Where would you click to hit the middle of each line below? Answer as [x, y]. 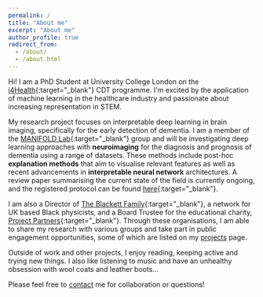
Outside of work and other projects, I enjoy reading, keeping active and [123, 252]
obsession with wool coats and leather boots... [84, 269]
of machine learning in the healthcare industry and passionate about [119, 98]
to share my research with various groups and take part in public [113, 229]
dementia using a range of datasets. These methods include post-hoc [121, 155]
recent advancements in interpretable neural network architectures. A [123, 172]
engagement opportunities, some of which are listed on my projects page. [128, 237]
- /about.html [38, 60]
